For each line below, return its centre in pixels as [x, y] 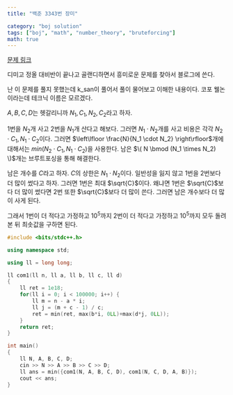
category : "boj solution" [45, 26]
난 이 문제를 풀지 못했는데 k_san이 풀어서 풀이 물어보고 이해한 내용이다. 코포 [110, 89]
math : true [23, 39]
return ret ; [37, 327]
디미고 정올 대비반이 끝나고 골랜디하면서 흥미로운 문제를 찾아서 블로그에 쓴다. [111, 74]
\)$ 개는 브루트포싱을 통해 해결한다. [54, 159]
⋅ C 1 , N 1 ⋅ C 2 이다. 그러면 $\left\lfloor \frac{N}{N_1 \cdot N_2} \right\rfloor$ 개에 [115, 139]
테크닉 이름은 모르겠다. [62, 98]
